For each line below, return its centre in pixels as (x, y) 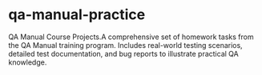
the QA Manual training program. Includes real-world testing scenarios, (125, 45)
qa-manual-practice (77, 15)
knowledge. (28, 62)
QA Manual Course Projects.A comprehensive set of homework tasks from (131, 37)
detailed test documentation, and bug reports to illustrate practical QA (123, 53)
